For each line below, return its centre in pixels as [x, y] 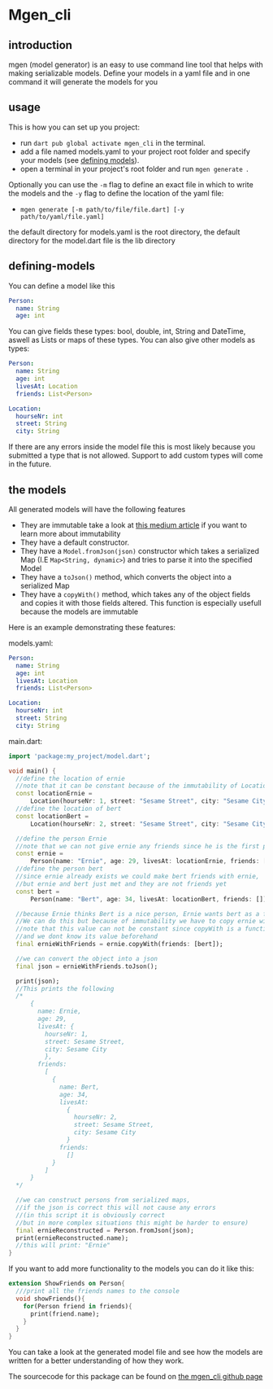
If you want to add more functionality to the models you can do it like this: [131, 1269]
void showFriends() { [50, 1299]
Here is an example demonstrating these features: [92, 627]
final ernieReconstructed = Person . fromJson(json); [105, 1230]
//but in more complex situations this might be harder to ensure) [132, 1223]
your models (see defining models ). [80, 160]
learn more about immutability [70, 533]
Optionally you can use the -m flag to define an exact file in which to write [131, 184]
